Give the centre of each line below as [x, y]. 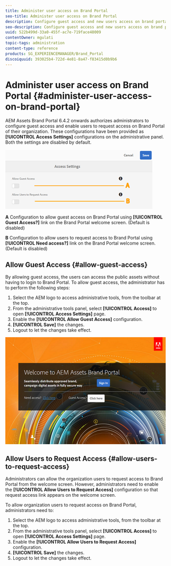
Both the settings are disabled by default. [48, 142]
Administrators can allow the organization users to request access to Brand [84, 479]
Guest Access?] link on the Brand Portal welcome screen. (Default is [78, 223]
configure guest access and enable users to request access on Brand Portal [85, 126]
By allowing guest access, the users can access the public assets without [82, 277]
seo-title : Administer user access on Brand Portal [61, 16]
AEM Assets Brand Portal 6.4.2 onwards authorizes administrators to [77, 121]
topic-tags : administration [35, 43]
